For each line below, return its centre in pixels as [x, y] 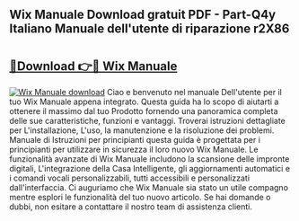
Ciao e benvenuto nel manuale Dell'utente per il [194, 92]
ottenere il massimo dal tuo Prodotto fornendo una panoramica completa [144, 111]
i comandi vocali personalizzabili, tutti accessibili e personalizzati [129, 178]
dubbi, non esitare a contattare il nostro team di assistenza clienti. [131, 207]
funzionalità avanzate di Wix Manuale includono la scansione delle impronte [149, 159]
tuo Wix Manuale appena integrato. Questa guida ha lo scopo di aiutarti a [144, 102]
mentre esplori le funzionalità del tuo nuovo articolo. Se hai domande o [140, 197]
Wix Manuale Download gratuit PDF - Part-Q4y [143, 15]
